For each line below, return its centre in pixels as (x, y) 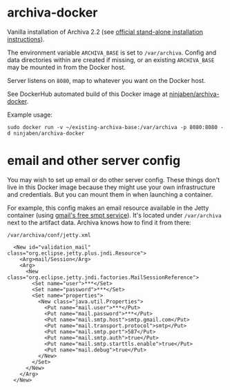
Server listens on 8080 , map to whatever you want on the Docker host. (106, 80)
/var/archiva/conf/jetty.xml (49, 235)
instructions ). (26, 39)
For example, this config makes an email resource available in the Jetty (108, 208)
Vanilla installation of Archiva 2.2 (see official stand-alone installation (105, 32)
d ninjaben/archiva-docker (46, 133)
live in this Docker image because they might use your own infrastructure (111, 187)
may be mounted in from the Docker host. (67, 67)
